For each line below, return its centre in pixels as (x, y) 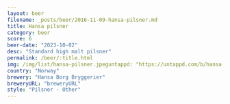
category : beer (29, 32)
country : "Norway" (33, 70)
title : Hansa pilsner (38, 26)
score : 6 (20, 39)
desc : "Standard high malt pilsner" (59, 52)
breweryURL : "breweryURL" (44, 83)
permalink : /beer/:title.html (50, 58)
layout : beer (26, 13)
